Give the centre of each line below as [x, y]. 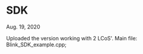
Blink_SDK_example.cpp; [36, 45]
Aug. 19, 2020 [23, 27]
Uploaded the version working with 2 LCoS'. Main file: [72, 38]
